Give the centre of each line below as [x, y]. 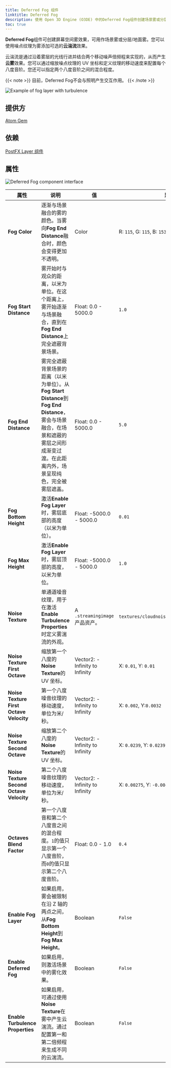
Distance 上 [55, 336]
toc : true [16, 24]
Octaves [18, 838]
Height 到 [52, 933]
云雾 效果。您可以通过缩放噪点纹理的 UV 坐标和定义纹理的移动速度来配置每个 [85, 63]
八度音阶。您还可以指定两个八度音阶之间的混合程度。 [61, 70]
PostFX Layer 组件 [24, 151]
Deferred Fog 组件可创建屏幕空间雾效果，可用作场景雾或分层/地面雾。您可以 [85, 39]
